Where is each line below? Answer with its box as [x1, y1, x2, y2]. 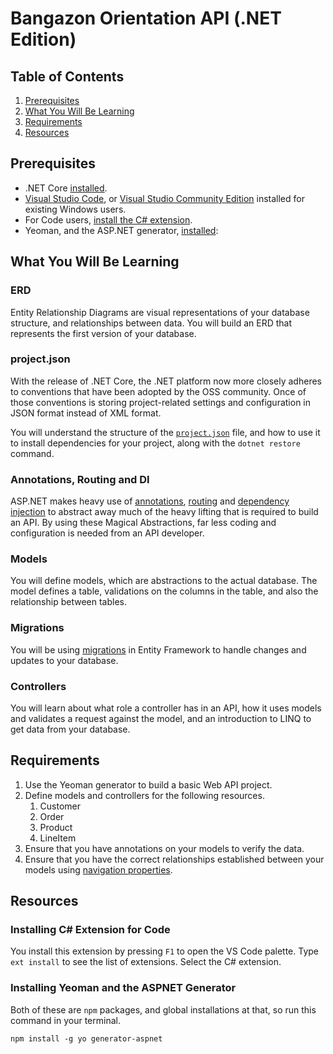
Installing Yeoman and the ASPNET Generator [10, 981, 237, 995]
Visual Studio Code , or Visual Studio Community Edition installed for [24, 192, 305, 204]
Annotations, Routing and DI [10, 472, 150, 486]
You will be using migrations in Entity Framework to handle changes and [10, 643, 307, 656]
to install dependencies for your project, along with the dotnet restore [10, 437, 301, 449]
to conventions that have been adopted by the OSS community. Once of [10, 385, 307, 397]
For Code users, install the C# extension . [24, 213, 193, 226]
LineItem [39, 832, 77, 844]
